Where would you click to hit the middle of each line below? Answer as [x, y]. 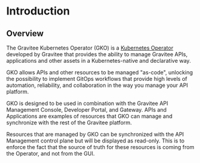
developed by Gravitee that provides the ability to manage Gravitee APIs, [97, 54]
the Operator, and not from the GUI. [51, 153]
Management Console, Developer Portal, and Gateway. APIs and [86, 110]
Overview [25, 34]
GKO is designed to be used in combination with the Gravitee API [87, 103]
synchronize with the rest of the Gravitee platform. [69, 123]
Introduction [38, 11]
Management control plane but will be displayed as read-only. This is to [95, 141]
